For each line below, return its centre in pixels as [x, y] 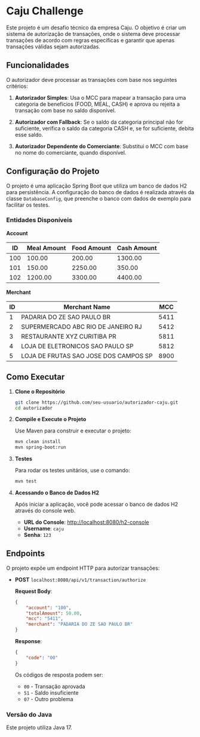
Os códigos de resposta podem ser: [59, 675]
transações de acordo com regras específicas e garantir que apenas [90, 40]
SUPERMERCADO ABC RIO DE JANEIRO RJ [81, 327]
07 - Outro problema [48, 699]
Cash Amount [137, 248]
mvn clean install [38, 442]
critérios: [17, 86]
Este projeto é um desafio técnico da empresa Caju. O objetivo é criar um [96, 27]
